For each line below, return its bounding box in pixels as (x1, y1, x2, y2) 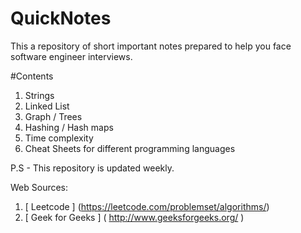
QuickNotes (10, 7, 112, 30)
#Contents (10, 70, 54, 82)
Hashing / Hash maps (24, 121, 114, 133)
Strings (24, 89, 55, 101)
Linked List (24, 100, 70, 112)
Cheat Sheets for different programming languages (24, 142, 236, 154)
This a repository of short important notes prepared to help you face (10, 40, 292, 52)
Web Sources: (10, 181, 69, 193)
